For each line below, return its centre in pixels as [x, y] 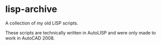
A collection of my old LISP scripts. [42, 23]
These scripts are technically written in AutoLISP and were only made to [80, 32]
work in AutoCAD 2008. [30, 38]
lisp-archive [31, 9]
